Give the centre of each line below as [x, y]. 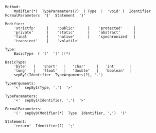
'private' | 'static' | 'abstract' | [75, 33]
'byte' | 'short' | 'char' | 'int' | [73, 66]
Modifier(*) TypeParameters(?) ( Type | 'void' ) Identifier [82, 11]
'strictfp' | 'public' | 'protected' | [75, 28]
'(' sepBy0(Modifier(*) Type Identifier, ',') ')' [70, 113]
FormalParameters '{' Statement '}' [45, 16]
